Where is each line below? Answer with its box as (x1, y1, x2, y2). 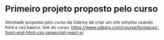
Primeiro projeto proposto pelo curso (5, 3, 158, 14)
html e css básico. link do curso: (5, 24, 70, 30)
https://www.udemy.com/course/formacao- (70, 24, 159, 30)
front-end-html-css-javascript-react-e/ (5, 29, 84, 35)
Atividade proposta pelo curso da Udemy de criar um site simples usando (5, 19, 153, 25)
